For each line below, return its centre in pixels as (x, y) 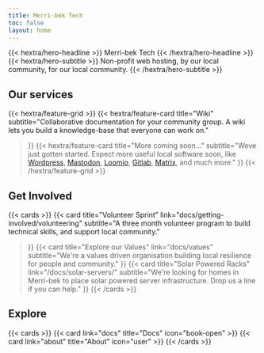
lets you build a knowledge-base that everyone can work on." (109, 131)
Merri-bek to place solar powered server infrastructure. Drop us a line (142, 281)
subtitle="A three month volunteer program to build (168, 223)
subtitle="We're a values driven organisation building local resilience (140, 255)
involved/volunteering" (46, 223)
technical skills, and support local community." (84, 232)
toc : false (26, 23)
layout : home (30, 30)
